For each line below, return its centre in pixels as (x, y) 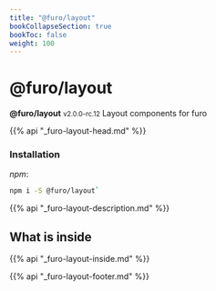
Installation (35, 155)
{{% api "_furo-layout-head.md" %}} (78, 131)
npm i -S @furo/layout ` (55, 191)
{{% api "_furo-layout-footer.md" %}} (80, 276)
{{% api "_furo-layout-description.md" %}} (90, 208)
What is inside (51, 237)
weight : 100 (32, 43)
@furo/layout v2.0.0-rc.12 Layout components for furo (108, 114)
